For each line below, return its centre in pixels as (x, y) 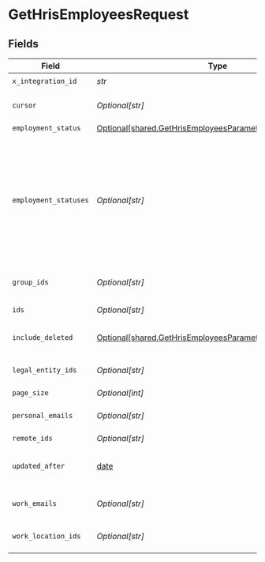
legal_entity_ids (45, 370)
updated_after (39, 466)
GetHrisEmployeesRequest (99, 15)
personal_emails (43, 415)
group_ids (30, 282)
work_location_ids (47, 536)
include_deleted (43, 338)
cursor (24, 106)
